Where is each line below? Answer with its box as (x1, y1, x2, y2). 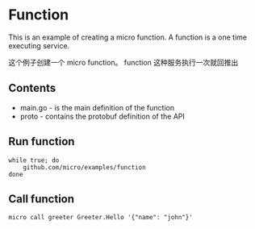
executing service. (8, 40, 70, 50)
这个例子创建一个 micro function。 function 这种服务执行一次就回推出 (8, 57, 239, 67)
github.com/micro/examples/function (23, 163, 147, 171)
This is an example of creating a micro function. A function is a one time (8, 32, 248, 42)
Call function (8, 192, 75, 206)
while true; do (8, 156, 60, 164)
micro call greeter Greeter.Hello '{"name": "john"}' (8, 214, 194, 222)
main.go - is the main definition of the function (19, 102, 175, 112)
